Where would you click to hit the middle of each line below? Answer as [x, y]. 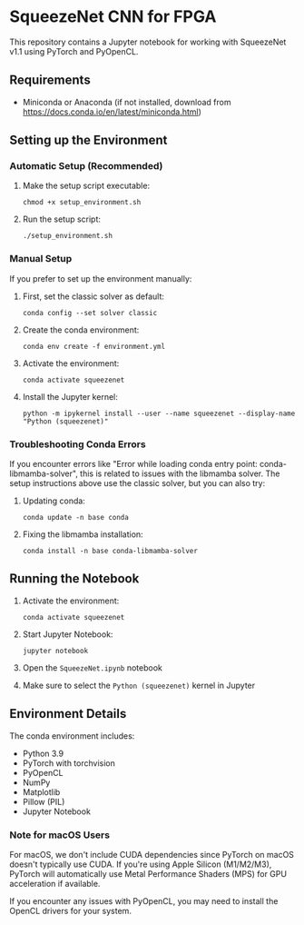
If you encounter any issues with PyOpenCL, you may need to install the [144, 900]
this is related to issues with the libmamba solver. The [180, 473]
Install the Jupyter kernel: [70, 396]
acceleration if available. [55, 883]
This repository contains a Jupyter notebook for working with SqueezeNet [148, 42]
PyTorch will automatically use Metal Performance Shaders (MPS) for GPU [148, 873]
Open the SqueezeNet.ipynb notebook [93, 667]
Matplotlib [41, 791]
